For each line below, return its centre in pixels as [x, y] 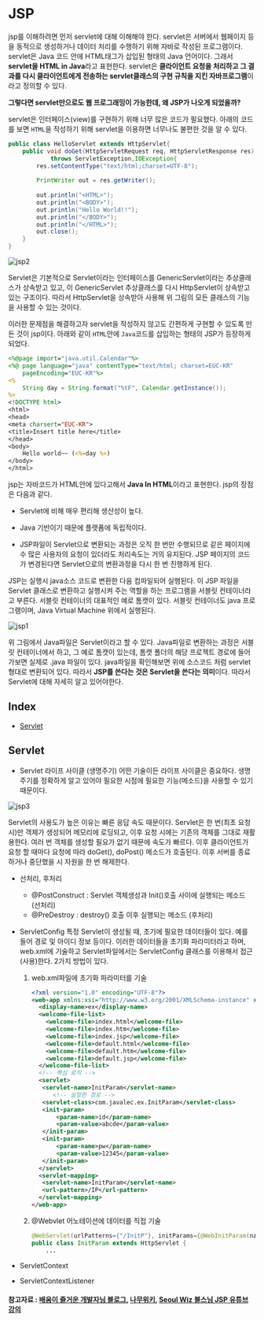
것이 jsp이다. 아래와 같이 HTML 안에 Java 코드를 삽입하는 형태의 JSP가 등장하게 [134, 334]
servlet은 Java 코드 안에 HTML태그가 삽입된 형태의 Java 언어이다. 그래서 [121, 56]
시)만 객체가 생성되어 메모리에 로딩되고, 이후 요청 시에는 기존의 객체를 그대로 [125, 832]
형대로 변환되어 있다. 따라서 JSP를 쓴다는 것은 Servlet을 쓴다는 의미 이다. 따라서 [130, 672]
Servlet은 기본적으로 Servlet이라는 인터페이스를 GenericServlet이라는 [116, 278]
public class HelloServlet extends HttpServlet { [89, 144]
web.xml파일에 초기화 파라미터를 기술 [89, 978]
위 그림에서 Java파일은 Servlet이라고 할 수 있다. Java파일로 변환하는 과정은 [124, 642]
